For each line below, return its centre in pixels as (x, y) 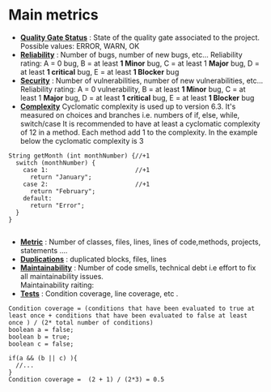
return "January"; (61, 177)
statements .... (44, 250)
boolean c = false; (41, 344)
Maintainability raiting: (57, 285)
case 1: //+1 (87, 170)
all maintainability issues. (61, 276)
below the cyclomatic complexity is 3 (82, 140)
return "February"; (62, 191)
